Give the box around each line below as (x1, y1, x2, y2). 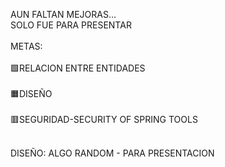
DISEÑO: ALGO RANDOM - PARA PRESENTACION (10, 147, 215, 159)
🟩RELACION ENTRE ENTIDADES (10, 62, 146, 74)
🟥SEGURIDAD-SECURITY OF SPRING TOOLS (10, 114, 198, 125)
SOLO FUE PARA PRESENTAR (10, 19, 132, 31)
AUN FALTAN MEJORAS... (10, 9, 117, 20)
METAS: (10, 40, 43, 52)
